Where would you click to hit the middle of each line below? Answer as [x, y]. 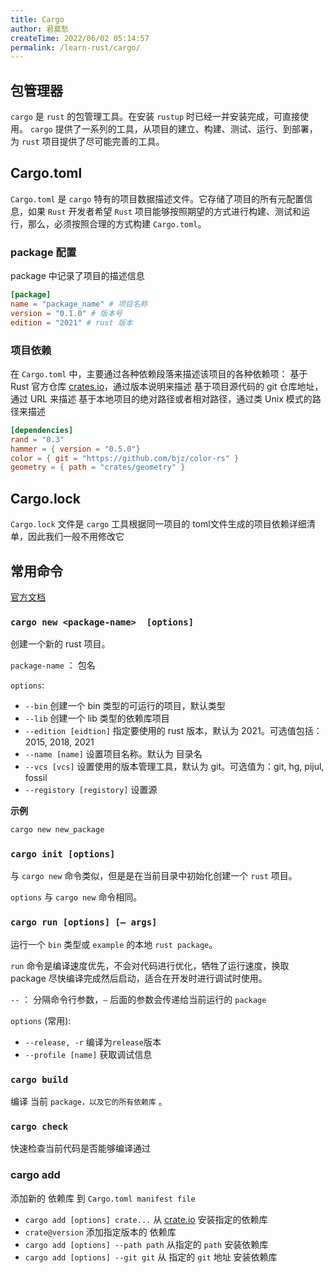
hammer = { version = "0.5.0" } [75, 449]
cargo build [39, 1079]
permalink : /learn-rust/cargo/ [75, 47]
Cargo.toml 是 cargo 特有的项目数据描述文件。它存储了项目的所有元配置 [157, 198]
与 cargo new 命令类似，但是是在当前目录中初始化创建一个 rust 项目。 [154, 876]
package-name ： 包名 [53, 665]
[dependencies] [42, 430]
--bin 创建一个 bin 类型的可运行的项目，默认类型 [125, 706]
